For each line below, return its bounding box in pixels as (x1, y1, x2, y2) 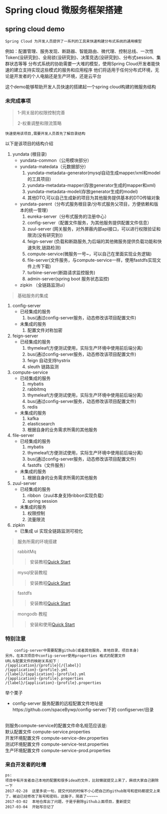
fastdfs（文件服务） (27, 462, 68, 468)
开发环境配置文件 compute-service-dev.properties (5, 735, 109, 741)
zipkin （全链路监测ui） (19, 282, 68, 288)
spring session (27, 498, 58, 504)
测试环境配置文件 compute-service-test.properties (5, 741, 109, 747)
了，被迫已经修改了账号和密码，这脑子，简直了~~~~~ (5, 794, 98, 799)
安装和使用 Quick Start (29, 621, 75, 627)
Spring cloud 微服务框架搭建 (5, 4, 123, 16)
